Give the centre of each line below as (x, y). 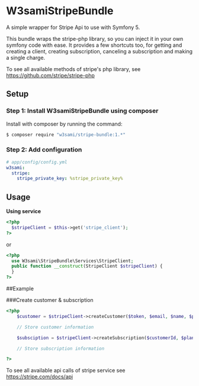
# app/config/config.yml (37, 162)
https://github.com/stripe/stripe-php (50, 75)
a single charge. (26, 57)
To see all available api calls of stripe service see (66, 371)
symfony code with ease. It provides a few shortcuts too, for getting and (94, 45)
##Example (20, 289)
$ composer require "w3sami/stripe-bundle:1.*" (66, 134)
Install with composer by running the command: (64, 124)
